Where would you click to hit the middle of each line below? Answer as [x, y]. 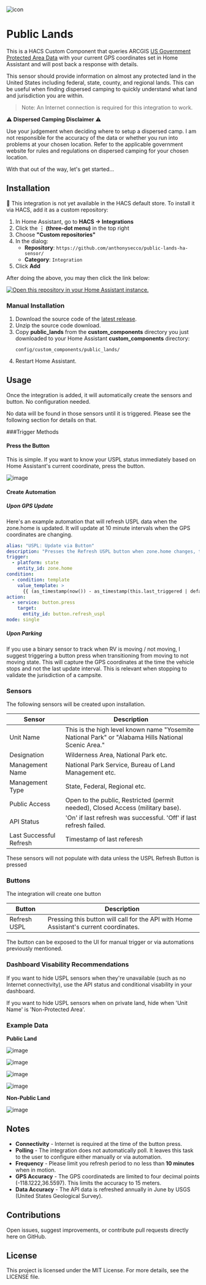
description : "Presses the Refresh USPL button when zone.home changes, [101, 552]
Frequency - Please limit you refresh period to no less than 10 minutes [105, 1163]
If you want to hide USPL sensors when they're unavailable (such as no [96, 978]
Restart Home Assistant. [46, 361]
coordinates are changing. [40, 534]
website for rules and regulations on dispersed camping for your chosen [97, 151]
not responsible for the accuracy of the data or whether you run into [92, 137]
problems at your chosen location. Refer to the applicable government [95, 144]
